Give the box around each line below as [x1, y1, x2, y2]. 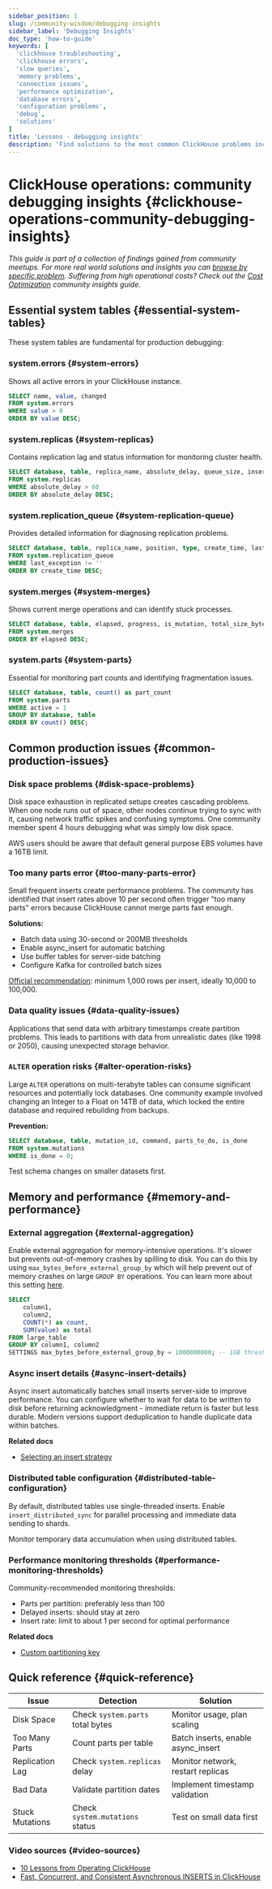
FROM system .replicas [8, 476, 82, 484]
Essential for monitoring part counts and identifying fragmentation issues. [8, 672, 254, 682]
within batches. [8, 1420, 60, 1430]
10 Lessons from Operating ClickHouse [19, 1863, 151, 1873]
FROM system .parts [8, 696, 70, 704]
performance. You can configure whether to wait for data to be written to [8, 1394, 252, 1405]
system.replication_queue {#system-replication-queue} [8, 509, 235, 521]
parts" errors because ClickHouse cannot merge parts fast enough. [8, 903, 233, 913]
